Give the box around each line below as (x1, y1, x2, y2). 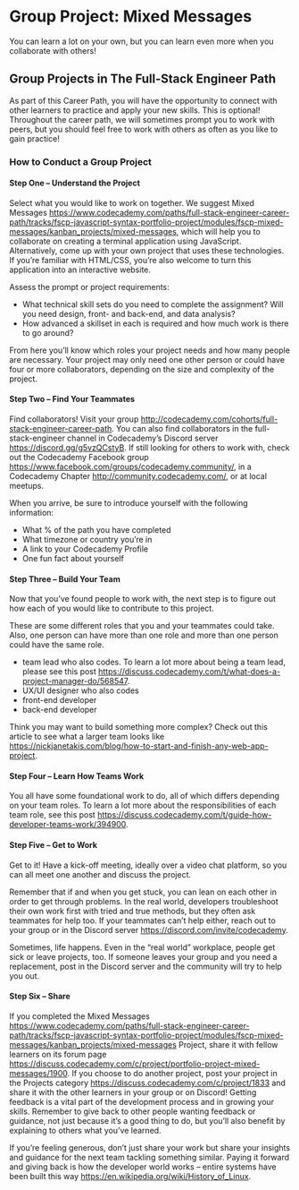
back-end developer (21, 705, 97, 715)
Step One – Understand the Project (9, 177, 141, 189)
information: (9, 508, 54, 518)
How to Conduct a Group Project (9, 155, 152, 167)
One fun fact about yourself (21, 553, 125, 564)
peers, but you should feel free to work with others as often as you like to (9, 124, 278, 134)
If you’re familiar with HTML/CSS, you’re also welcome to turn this (9, 254, 252, 265)
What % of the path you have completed (21, 525, 171, 535)
